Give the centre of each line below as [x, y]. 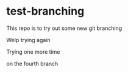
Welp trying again [28, 40]
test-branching [45, 11]
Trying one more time [33, 52]
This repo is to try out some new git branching [64, 28]
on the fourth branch [32, 63]
